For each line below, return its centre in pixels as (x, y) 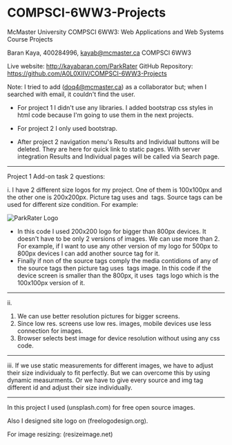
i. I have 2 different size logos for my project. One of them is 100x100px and (115, 190)
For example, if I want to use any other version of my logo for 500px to (117, 246)
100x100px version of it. (51, 282)
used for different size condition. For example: (72, 204)
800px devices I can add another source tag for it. (88, 253)
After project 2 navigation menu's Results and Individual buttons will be (118, 142)
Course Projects (30, 39)
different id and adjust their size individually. (70, 387)
